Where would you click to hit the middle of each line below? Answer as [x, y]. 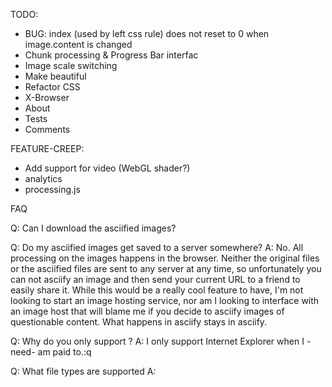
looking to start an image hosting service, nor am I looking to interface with [165, 300]
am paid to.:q [64, 352]
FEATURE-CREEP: [47, 148]
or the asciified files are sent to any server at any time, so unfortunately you [166, 268]
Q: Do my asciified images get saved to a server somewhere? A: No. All [157, 247]
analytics [43, 178]
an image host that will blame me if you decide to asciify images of [147, 311]
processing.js [52, 189]
